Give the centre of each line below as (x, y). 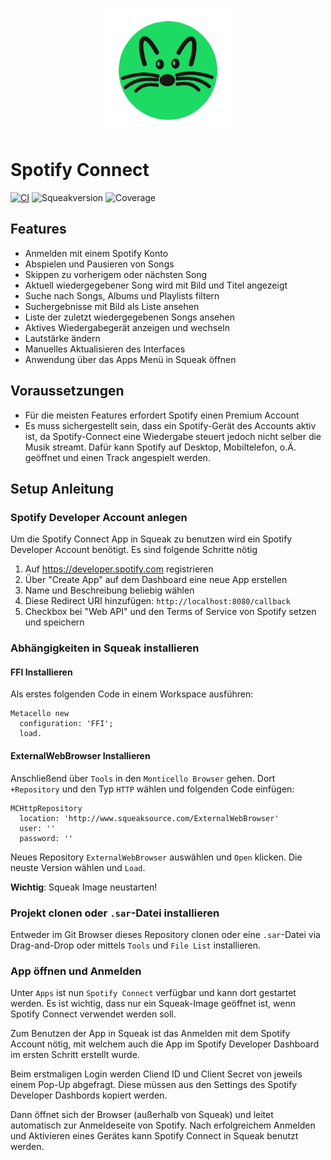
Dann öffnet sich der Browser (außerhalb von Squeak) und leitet (142, 1115)
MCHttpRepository (46, 808)
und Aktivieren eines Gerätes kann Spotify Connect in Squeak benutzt (154, 1136)
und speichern (54, 622)
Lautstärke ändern (62, 338)
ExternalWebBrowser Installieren (80, 755)
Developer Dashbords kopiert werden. (89, 1095)
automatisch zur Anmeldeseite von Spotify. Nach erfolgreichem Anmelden (163, 1125)
